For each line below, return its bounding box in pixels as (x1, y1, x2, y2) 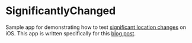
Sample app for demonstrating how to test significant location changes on (5, 24, 187, 31)
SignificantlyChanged (5, 4, 116, 18)
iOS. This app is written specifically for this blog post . (5, 29, 136, 37)
